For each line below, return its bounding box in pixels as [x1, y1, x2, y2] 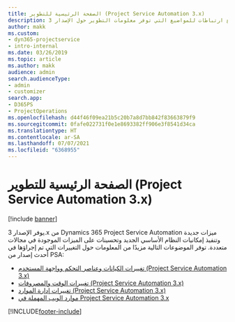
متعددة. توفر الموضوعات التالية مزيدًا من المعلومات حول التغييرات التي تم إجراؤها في [8, 242, 227, 251]
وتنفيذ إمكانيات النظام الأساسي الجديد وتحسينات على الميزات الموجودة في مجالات [8, 235, 220, 244]
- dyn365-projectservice [8, 36, 80, 43]
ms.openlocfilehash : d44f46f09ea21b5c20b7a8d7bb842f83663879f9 [8, 114, 196, 121]
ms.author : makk [8, 62, 55, 69]
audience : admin [8, 68, 55, 75]
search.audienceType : [8, 75, 71, 82]
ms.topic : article [8, 56, 61, 63]
